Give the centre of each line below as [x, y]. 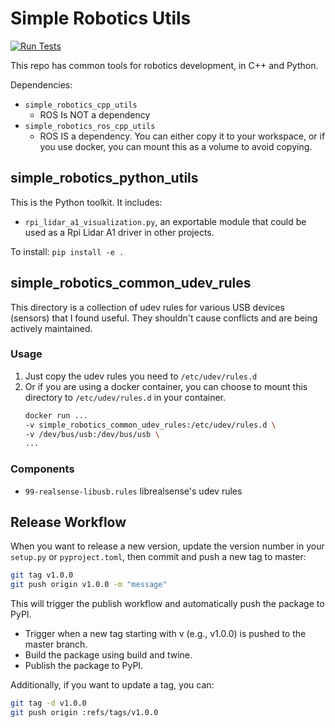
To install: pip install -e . [67, 251]
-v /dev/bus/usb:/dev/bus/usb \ [92, 434]
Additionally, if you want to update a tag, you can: [112, 685]
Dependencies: [41, 84]
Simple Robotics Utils [101, 18]
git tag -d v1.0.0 [48, 703]
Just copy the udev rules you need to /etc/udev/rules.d [141, 376]
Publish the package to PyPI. [84, 666]
